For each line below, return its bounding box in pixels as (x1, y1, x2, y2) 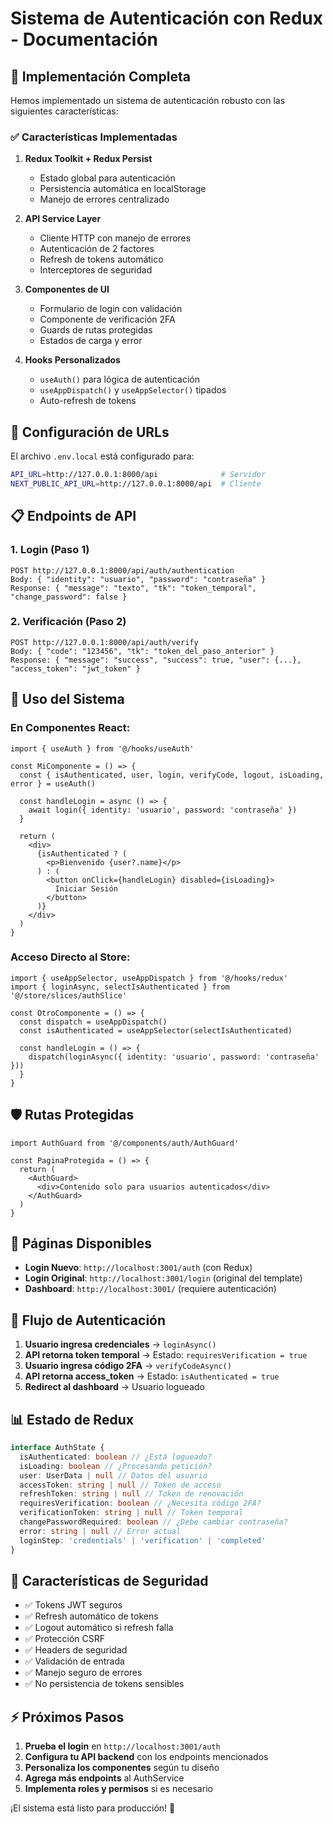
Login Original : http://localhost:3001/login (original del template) (24, 1272, 303, 1284)
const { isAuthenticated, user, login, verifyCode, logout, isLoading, (19, 770, 325, 780)
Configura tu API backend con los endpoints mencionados (24, 1751, 269, 1763)
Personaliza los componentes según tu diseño (24, 1762, 220, 1774)
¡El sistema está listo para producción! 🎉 (10, 1802, 176, 1814)
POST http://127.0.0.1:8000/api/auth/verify (10, 637, 199, 647)
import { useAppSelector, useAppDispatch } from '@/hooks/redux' (10, 973, 288, 983)
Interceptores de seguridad (39, 264, 153, 276)
